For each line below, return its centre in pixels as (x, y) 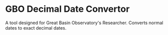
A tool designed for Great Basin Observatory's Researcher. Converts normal (84, 23)
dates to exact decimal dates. (36, 28)
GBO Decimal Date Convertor (68, 9)
